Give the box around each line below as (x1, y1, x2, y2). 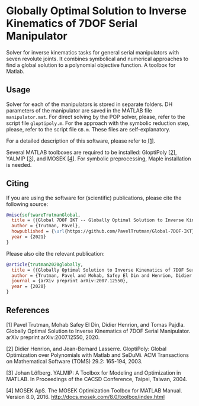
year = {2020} (11, 283, 46, 289)
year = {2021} (11, 234, 46, 240)
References (6, 305, 50, 315)
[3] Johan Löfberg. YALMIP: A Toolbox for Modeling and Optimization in (6, 369, 181, 376)
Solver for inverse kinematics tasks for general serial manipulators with (6, 49, 179, 56)
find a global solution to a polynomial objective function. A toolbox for (6, 61, 176, 69)
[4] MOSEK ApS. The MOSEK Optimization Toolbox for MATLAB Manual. (6, 386, 182, 394)
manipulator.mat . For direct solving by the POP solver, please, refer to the (6, 113, 185, 120)
